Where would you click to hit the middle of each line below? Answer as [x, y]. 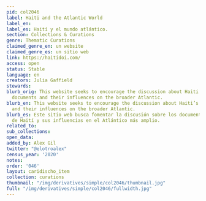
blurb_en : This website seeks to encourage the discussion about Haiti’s [103, 103]
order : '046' [23, 166]
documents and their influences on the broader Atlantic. [88, 97]
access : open [23, 63]
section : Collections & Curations [51, 35]
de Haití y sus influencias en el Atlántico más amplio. [86, 120]
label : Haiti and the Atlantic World [55, 18]
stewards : [19, 86]
